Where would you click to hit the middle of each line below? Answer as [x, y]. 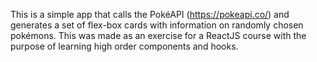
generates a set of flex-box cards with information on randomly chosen [157, 25]
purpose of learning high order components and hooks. [124, 46]
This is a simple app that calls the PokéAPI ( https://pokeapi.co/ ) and [150, 14]
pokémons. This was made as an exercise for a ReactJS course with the [158, 35]
